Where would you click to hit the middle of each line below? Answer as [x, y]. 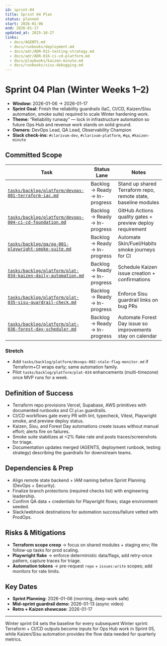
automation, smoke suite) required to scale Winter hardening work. [81, 114]
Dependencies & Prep [39, 468]
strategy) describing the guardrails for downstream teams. [72, 452]
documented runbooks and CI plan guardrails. [59, 410]
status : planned [22, 19]
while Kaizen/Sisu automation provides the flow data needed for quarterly [81, 634]
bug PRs [128, 306]
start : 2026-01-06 [24, 24]
